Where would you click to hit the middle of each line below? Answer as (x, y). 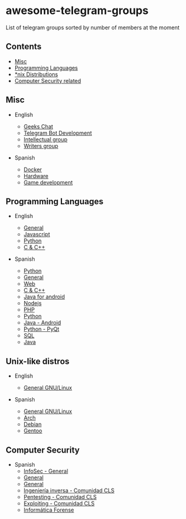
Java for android (44, 297)
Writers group (41, 146)
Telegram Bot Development (58, 133)
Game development (48, 182)
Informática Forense (49, 510)
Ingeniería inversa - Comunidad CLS (69, 490)
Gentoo (33, 431)
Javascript (37, 235)
